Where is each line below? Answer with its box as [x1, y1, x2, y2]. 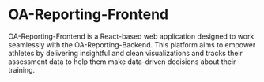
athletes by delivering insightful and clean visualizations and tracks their [8, 48, 243, 58]
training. [8, 65, 36, 74]
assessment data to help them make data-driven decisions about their [8, 57, 236, 66]
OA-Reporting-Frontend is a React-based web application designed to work [8, 32, 255, 41]
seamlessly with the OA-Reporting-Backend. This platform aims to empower [8, 39, 256, 49]
